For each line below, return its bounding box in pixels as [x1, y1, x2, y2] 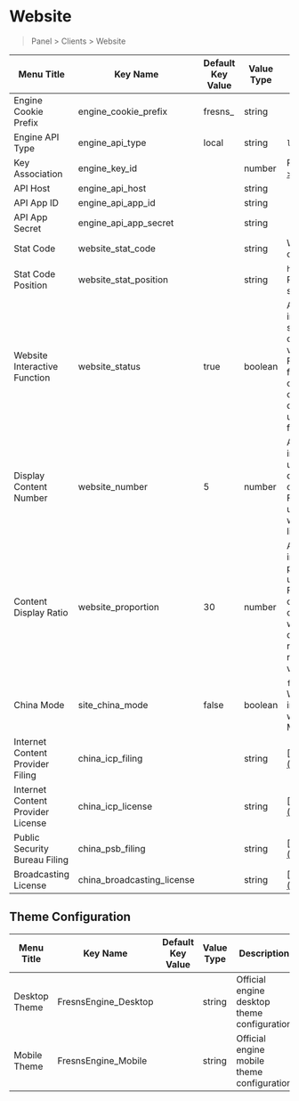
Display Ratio [13, 606, 69, 618]
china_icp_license [77, 800, 153, 812]
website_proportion [77, 600, 160, 613]
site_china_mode [77, 698, 149, 711]
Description [238, 947, 290, 959]
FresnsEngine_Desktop [57, 995, 154, 1007]
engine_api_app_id [77, 196, 156, 208]
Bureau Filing [13, 853, 69, 866]
